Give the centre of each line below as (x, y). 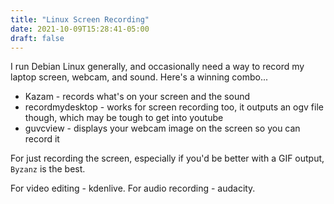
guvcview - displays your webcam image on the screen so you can (162, 128)
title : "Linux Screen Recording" (80, 19)
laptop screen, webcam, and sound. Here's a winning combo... (139, 77)
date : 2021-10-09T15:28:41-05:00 (80, 29)
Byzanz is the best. (48, 169)
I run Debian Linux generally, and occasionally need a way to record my (157, 67)
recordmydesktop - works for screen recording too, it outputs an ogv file (174, 107)
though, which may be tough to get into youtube (124, 118)
